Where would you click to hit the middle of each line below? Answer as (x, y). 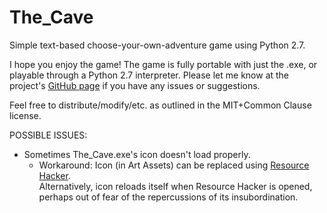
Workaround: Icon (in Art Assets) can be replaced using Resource (174, 165)
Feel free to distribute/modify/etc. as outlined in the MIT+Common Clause (160, 105)
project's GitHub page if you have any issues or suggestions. (135, 85)
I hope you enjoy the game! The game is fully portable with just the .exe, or (163, 64)
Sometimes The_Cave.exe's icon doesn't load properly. (137, 154)
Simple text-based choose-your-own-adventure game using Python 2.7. (157, 45)
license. (25, 115)
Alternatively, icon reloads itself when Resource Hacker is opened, (175, 186)
